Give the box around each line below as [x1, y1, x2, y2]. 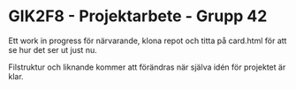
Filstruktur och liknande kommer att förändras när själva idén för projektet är [8, 62, 286, 72]
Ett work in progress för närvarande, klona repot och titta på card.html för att [8, 35, 287, 46]
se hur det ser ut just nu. [8, 44, 98, 55]
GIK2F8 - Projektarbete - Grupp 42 [8, 6, 268, 26]
